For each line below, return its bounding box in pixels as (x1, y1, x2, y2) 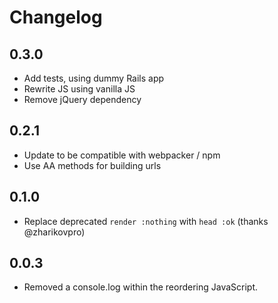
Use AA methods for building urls (23, 159, 162, 171)
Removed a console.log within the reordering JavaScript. (23, 281, 259, 293)
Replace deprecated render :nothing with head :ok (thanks (23, 215, 269, 227)
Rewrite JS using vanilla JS (23, 83, 136, 95)
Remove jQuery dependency (23, 94, 142, 105)
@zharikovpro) (23, 226, 86, 238)
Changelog (9, 6, 103, 29)
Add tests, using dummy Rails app (23, 72, 165, 84)
